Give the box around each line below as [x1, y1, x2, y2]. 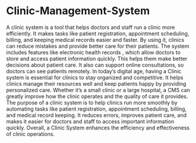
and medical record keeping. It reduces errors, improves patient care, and [6, 111, 187, 119]
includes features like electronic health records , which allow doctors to [6, 48, 181, 56]
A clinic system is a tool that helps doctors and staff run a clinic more [6, 24, 175, 31]
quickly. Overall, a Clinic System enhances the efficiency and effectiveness [6, 124, 190, 131]
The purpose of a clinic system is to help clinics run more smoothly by [6, 99, 178, 106]
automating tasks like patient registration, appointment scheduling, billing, [6, 105, 187, 112]
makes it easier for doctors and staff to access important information [6, 118, 175, 125]
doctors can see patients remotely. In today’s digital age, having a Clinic [6, 67, 182, 74]
